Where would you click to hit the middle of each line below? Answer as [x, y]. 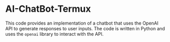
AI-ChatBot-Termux [48, 9]
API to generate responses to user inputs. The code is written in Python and [85, 28]
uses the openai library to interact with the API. [55, 34]
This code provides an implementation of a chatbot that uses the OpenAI [82, 23]
